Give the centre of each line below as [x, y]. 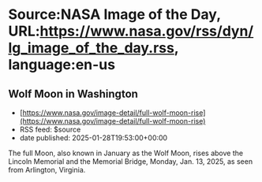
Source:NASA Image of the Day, [114, 15]
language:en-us [62, 65]
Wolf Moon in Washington [73, 93]
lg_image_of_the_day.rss [92, 48]
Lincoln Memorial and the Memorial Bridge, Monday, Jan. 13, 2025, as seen [131, 162]
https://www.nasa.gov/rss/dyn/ [147, 31]
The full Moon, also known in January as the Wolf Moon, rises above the [125, 153]
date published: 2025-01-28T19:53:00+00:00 [94, 138]
